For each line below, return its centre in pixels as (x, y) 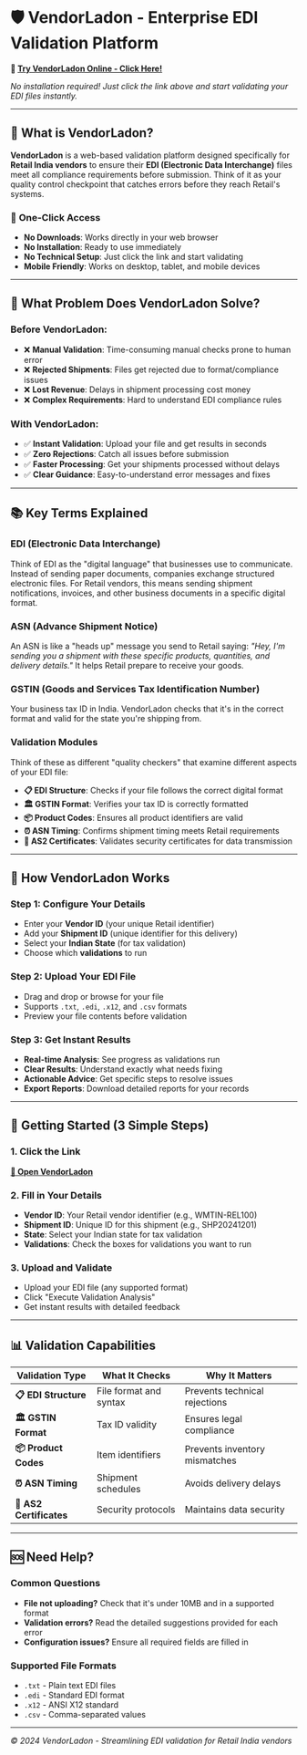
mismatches (210, 1460)
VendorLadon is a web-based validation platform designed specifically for (150, 155)
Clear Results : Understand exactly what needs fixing (123, 1069)
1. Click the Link (46, 1152)
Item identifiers (128, 1455)
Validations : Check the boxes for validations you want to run (137, 1244)
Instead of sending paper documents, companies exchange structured (143, 573)
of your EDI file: (40, 772)
